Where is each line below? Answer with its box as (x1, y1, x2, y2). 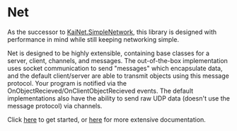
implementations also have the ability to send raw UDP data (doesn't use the (7, 93, 230, 103)
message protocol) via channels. (7, 101, 103, 110)
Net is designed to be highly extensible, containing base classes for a (7, 49, 210, 57)
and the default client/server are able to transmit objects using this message (7, 72, 230, 80)
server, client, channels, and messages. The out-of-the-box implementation (7, 56, 229, 64)
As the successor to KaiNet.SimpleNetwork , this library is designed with (7, 28, 217, 36)
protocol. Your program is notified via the (7, 79, 127, 87)
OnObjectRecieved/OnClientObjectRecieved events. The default (7, 86, 194, 95)
